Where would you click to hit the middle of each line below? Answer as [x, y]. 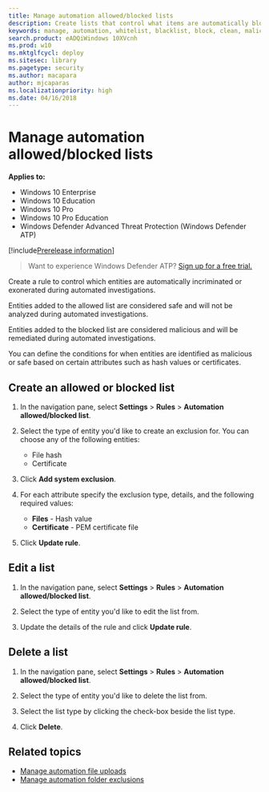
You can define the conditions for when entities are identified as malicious [130, 354]
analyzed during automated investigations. [78, 315]
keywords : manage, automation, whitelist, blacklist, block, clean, [125, 30]
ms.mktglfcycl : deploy [46, 53]
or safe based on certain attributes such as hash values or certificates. [125, 363]
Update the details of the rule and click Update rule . [106, 627]
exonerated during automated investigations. [82, 290]
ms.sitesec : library [43, 61]
